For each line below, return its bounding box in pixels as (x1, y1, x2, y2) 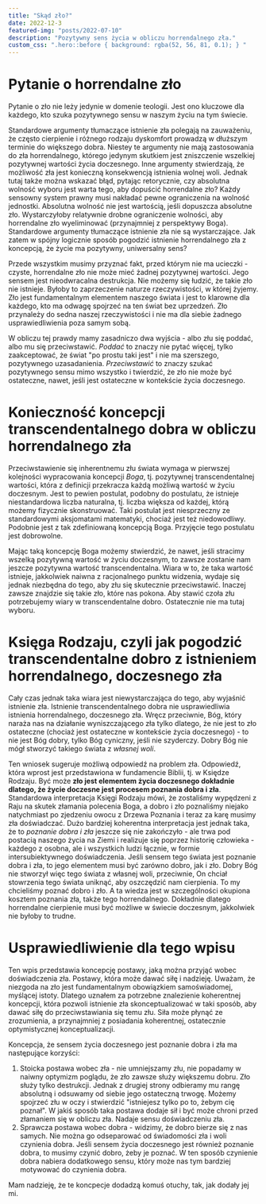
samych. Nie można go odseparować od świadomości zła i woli (19, 1131, 227, 1140)
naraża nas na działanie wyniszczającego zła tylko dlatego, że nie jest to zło (8, 718, 256, 727)
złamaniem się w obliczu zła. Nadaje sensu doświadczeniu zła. (19, 1113, 225, 1124)
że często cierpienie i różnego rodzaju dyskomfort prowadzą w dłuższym (8, 134, 248, 144)
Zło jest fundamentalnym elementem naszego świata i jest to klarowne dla (8, 293, 250, 303)
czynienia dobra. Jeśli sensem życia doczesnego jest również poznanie (19, 1139, 254, 1148)
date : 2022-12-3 (8, 19, 62, 27)
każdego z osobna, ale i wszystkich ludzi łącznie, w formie (8, 843, 200, 853)
